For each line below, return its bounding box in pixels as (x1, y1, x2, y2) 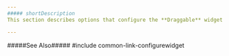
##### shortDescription (7, 10, 76, 17)
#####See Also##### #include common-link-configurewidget (7, 41, 184, 49)
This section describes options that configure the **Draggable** (7, 16, 201, 23)
